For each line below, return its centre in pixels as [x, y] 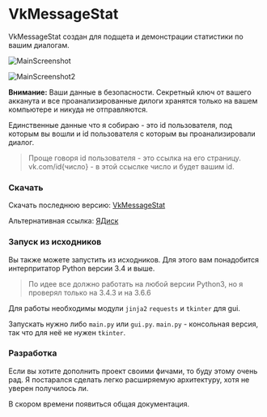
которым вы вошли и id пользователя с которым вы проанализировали [132, 134]
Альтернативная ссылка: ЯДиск [64, 221]
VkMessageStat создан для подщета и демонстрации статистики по [126, 36]
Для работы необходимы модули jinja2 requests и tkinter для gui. [125, 308]
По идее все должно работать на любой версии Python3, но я [136, 283]
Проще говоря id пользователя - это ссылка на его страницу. [134, 158]
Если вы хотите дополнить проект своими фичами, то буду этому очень [133, 371]
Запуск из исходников [55, 242]
